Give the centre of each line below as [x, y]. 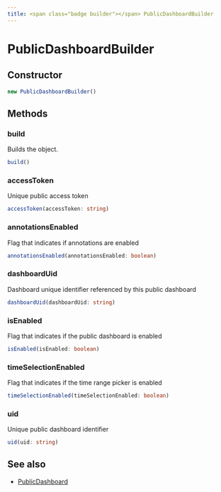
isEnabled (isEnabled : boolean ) [53, 349]
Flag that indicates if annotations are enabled [73, 243]
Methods [28, 113]
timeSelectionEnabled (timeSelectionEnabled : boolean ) [89, 396]
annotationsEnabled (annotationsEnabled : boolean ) [82, 256]
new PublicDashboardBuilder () [52, 92]
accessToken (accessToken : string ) [58, 209]
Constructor [35, 75]
